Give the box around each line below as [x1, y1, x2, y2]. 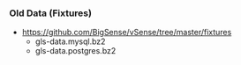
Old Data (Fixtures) [9, 7, 93, 19]
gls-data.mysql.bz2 [34, 36, 106, 47]
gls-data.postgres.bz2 [34, 46, 117, 56]
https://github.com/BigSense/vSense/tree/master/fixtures [21, 27, 232, 38]
